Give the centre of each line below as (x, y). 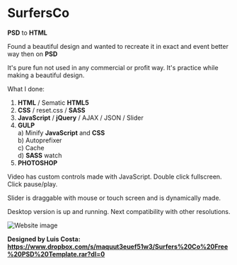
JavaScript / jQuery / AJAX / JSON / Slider (80, 118)
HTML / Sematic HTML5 (53, 102)
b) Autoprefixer (40, 140)
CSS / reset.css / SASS (52, 110)
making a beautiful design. (46, 75)
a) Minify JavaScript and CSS (61, 132)
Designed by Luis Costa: (44, 239)
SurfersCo (38, 13)
